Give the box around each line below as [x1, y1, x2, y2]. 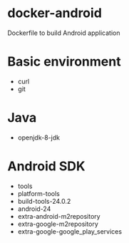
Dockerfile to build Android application [7, 29, 120, 37]
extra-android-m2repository [17, 212, 101, 220]
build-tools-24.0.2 [17, 197, 71, 205]
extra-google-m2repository [17, 219, 98, 228]
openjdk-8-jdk [17, 133, 61, 142]
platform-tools [17, 189, 61, 197]
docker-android [7, 5, 102, 21]
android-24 [17, 205, 51, 213]
